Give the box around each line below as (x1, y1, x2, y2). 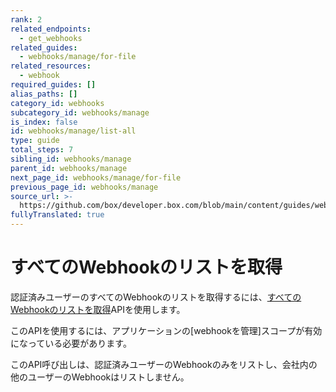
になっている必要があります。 (10, 337, 132, 349)
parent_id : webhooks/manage (10, 163, 128, 173)
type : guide (10, 136, 60, 146)
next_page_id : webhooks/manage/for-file (10, 172, 182, 183)
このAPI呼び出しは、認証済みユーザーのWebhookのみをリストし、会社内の (10, 358, 318, 370)
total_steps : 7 (10, 145, 74, 155)
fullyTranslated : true (10, 210, 105, 220)
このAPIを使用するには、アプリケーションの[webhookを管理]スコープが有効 (10, 324, 323, 336)
